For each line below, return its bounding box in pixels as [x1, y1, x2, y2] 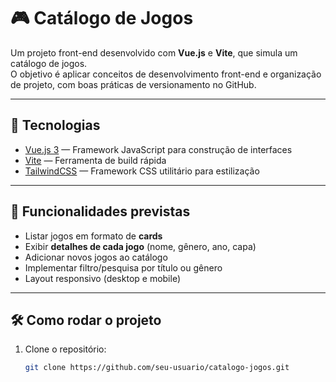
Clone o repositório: [24, 343, 107, 355]
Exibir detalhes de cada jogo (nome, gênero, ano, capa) [24, 240, 257, 252]
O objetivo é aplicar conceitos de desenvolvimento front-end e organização [10, 68, 322, 80]
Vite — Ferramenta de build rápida [24, 154, 167, 166]
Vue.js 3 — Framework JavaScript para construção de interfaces [24, 143, 293, 155]
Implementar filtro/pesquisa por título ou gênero [24, 261, 223, 274]
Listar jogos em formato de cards [24, 230, 163, 242]
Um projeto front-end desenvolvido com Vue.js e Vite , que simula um [10, 46, 298, 59]
